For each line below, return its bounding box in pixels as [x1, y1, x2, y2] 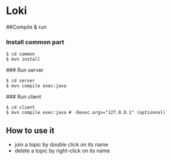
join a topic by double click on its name [14, 141, 109, 148]
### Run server [6, 67, 44, 74]
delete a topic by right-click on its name [14, 147, 110, 154]
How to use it [6, 126, 55, 135]
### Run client [6, 93, 41, 100]
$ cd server [6, 78, 35, 84]
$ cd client [6, 105, 35, 110]
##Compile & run [6, 23, 47, 30]
